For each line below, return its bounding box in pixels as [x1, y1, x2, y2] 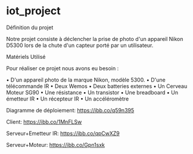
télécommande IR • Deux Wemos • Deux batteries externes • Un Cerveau [6, 82, 188, 90]
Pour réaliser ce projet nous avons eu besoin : [6, 64, 119, 72]
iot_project [6, 4, 61, 18]
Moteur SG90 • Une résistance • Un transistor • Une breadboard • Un [6, 89, 179, 96]
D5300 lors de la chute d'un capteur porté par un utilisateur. [6, 42, 154, 49]
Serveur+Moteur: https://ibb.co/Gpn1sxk [6, 141, 105, 148]
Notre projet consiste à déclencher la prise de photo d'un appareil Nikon [6, 35, 183, 42]
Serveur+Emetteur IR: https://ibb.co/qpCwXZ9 [6, 130, 120, 137]
